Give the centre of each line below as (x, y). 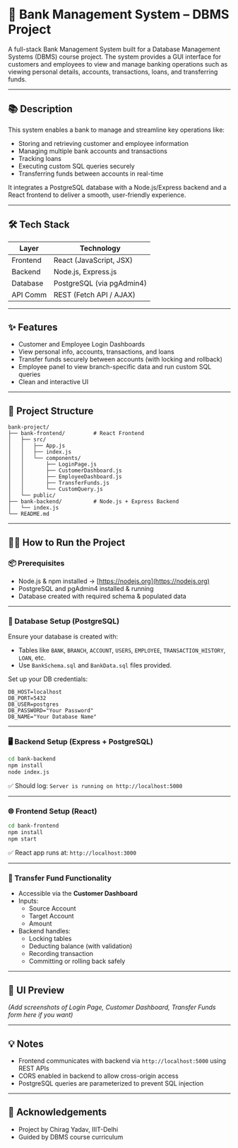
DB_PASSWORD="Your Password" (51, 711)
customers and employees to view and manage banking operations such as (118, 64)
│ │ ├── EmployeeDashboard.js (65, 477)
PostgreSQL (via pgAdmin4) (100, 283)
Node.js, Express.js (85, 271)
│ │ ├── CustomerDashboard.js (65, 471)
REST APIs (34, 1068)
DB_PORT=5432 (27, 698)
